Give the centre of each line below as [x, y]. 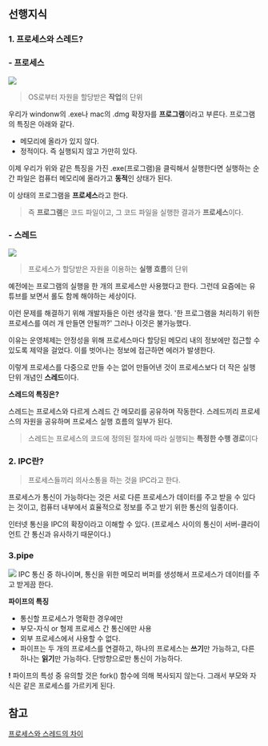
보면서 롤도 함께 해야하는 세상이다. [83, 296]
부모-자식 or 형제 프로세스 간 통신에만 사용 [86, 628]
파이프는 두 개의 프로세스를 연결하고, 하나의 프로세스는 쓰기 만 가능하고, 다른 [137, 648]
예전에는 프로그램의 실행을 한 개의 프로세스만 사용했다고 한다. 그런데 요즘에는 [128, 286]
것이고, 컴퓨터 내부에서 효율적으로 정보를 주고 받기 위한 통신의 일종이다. [127, 507]
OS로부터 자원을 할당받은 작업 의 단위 [85, 97]
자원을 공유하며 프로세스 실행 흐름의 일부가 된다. [98, 421]
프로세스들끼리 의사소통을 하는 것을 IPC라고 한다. [104, 480]
